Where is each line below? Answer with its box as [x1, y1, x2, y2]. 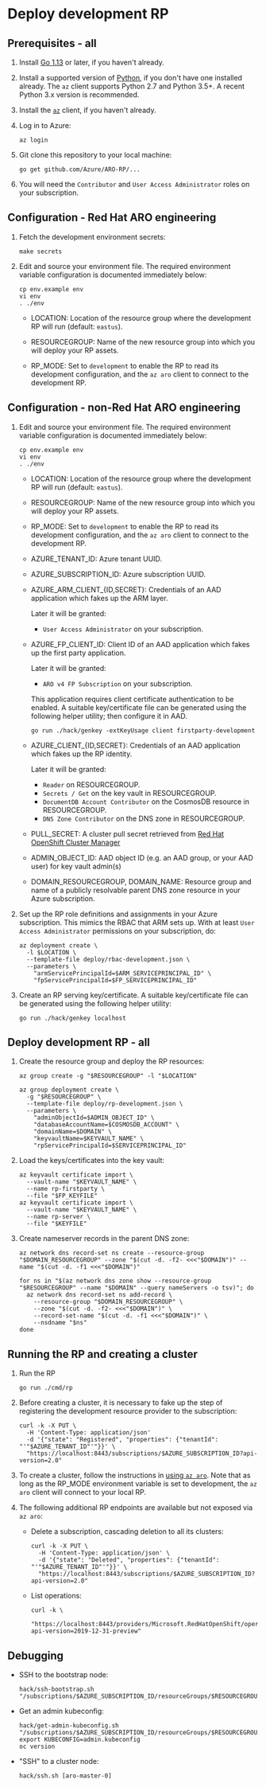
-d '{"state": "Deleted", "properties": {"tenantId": [37, 1556, 220, 1564]
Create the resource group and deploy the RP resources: [18, 1056, 204, 1067]
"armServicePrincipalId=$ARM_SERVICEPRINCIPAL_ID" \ [33, 969, 212, 977]
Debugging [7, 1648, 64, 1662]
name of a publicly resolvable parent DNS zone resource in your [30, 885, 241, 895]
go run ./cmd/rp [18, 1384, 73, 1392]
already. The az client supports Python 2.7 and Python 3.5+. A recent [18, 81, 245, 91]
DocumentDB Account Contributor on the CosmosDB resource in [42, 797, 249, 806]
